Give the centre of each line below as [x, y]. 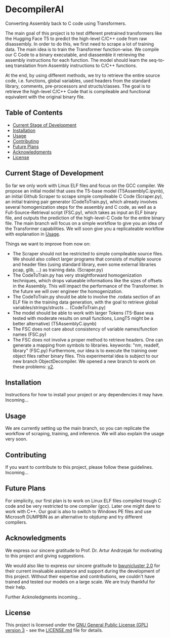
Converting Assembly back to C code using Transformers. [66, 23]
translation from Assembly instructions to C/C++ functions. [76, 65]
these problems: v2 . [33, 366]
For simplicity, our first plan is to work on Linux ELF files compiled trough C [83, 501]
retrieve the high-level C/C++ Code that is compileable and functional [78, 91]
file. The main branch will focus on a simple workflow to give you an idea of [84, 223]
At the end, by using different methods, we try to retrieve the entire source [83, 75]
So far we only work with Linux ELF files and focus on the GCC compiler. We [85, 185]
